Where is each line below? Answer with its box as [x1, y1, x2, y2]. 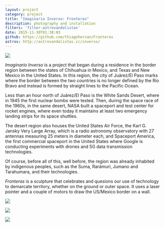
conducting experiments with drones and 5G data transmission [5, 143, 133, 149]
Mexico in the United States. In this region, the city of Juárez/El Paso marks [5, 72, 158, 78]
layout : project [5, 7, 38, 12]
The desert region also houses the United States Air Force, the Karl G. [5, 122, 147, 128]
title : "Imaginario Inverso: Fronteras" [5, 16, 90, 21]
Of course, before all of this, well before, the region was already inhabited [5, 158, 155, 164]
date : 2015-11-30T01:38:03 [5, 30, 61, 35]
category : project [5, 12, 43, 17]
